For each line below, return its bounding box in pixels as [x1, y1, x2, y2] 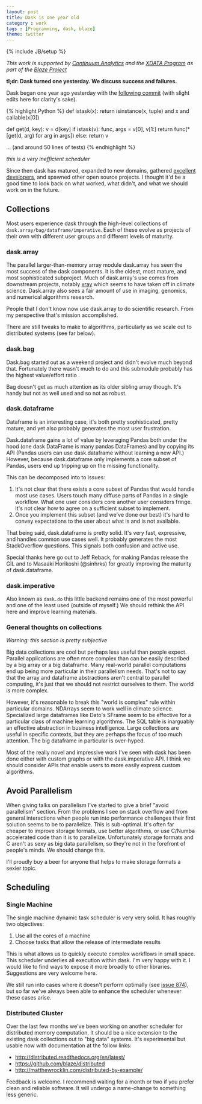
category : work [6, 20, 47, 26]
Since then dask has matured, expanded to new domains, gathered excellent [6, 167, 196, 174]
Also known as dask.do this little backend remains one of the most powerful [6, 595, 194, 602]
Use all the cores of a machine [14, 932, 91, 939]
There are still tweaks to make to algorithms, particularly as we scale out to [6, 324, 192, 331]
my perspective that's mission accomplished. [6, 311, 118, 319]
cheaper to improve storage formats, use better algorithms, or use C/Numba [6, 828, 195, 835]
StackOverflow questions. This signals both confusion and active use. [6, 541, 179, 549]
